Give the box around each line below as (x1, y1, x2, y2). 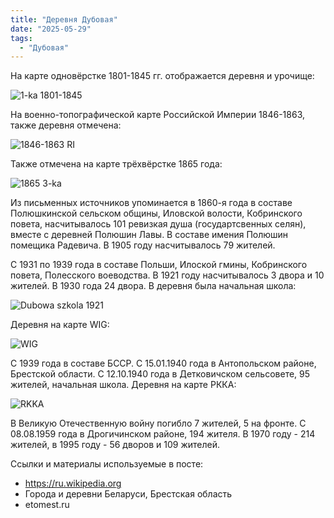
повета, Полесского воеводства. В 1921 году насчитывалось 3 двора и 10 (10, 269, 325, 281)
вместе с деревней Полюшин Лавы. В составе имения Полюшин (10, 229, 289, 241)
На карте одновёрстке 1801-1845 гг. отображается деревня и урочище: (10, 70, 315, 82)
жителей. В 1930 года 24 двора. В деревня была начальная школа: (10, 280, 297, 292)
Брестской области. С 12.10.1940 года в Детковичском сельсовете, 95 (10, 368, 311, 380)
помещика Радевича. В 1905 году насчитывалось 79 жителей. (10, 239, 276, 251)
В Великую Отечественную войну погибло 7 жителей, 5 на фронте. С (10, 417, 307, 430)
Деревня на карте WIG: (10, 319, 110, 331)
